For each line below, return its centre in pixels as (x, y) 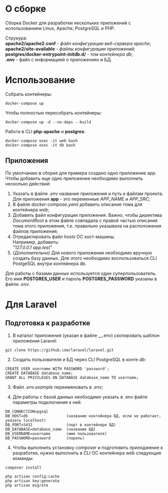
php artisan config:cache (32, 476)
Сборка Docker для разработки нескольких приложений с (68, 23)
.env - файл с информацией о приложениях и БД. (59, 59)
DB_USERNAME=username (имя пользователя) (56, 434)
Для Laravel (31, 304)
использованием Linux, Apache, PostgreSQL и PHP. (60, 28)
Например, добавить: (36, 242)
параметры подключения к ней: (47, 402)
